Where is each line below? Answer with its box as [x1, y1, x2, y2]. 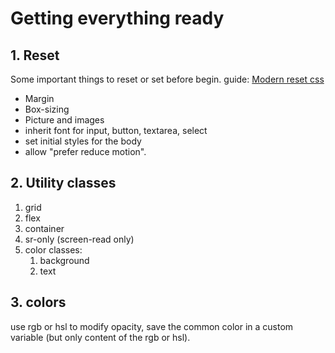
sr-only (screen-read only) [24, 233, 135, 245]
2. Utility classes [10, 175, 117, 192]
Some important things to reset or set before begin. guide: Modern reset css [10, 73, 325, 85]
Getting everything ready [10, 7, 225, 30]
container [24, 222, 65, 234]
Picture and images [24, 114, 105, 126]
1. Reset [10, 47, 60, 64]
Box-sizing [24, 103, 70, 115]
